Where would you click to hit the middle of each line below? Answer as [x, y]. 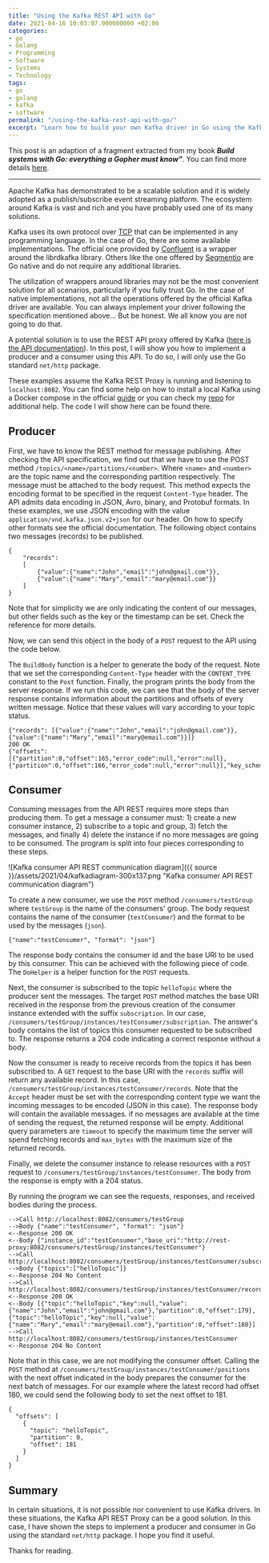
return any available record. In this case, [74, 1080]
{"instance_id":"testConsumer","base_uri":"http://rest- [134, 1240]
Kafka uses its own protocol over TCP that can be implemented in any [123, 231]
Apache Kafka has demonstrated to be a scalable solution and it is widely [129, 190]
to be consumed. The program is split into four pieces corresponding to [126, 843]
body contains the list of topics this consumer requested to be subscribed [130, 1030]
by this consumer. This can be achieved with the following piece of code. [129, 964]
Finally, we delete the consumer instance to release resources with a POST [129, 1163]
